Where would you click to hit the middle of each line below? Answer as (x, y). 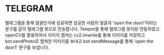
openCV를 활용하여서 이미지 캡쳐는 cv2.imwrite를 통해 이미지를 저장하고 (75, 35)
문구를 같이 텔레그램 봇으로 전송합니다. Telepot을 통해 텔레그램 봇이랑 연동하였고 (82, 29)
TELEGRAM (29, 9)
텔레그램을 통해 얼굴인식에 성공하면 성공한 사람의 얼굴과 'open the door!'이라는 (81, 23)
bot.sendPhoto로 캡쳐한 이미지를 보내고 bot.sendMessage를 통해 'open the (79, 41)
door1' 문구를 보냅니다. (27, 47)
